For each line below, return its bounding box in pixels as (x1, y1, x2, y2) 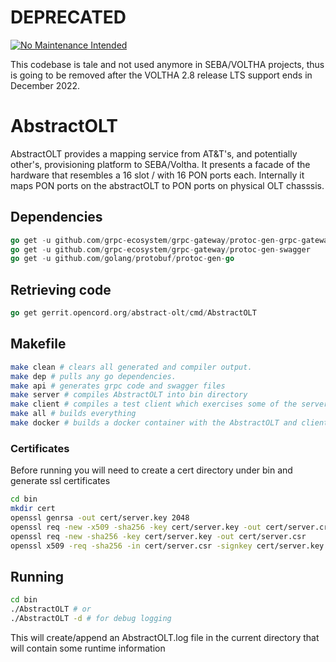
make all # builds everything (10, 409, 137, 419)
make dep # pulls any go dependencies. (10, 371, 177, 381)
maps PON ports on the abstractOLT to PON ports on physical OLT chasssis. (10, 179, 325, 191)
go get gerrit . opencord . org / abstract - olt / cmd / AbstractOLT (10, 308, 257, 318)
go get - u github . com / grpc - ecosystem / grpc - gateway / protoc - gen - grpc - (10, 235, 302, 245)
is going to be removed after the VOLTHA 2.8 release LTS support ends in (10, 69, 313, 81)
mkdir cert (10, 504, 56, 514)
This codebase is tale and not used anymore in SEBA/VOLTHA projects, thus (10, 58, 325, 70)
